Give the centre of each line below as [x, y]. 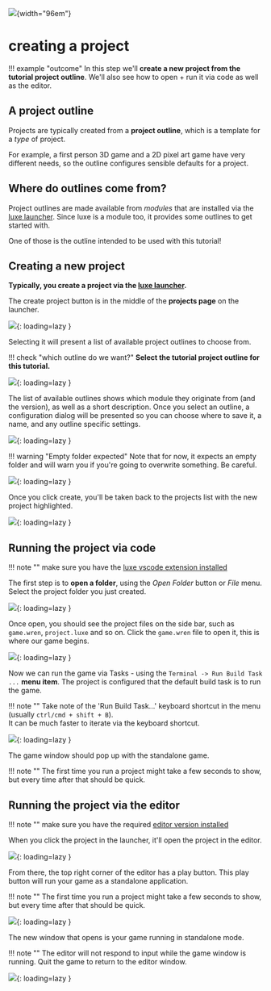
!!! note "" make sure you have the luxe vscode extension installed [118, 567]
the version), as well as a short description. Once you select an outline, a [129, 407]
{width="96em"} [44, 13]
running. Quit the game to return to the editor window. [98, 962]
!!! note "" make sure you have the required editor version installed [119, 824]
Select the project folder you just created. [77, 592]
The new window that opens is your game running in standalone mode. [126, 937]
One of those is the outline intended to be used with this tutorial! [115, 240]
